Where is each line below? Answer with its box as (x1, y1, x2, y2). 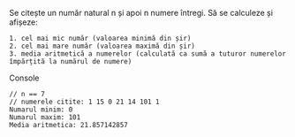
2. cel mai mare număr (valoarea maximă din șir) (9, 42, 196, 50)
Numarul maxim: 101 (9, 113, 81, 122)
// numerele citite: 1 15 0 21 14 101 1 (9, 97, 161, 106)
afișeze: (9, 17, 38, 27)
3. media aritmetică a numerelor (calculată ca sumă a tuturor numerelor (9, 49, 287, 58)
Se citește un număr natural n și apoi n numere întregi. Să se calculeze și (9, 8, 274, 18)
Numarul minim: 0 (9, 105, 73, 114)
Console (9, 72, 40, 83)
